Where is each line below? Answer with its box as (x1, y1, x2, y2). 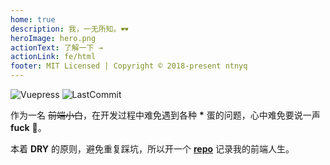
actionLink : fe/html (10, 52, 97, 62)
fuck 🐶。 (10, 122, 47, 133)
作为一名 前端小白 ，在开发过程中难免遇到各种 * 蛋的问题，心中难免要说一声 (10, 109, 321, 121)
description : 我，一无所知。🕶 (10, 24, 129, 34)
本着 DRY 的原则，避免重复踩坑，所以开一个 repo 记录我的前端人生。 (10, 143, 295, 155)
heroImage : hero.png (10, 33, 97, 43)
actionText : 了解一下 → (10, 42, 103, 53)
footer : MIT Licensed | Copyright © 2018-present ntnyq (10, 61, 248, 71)
